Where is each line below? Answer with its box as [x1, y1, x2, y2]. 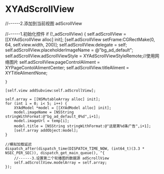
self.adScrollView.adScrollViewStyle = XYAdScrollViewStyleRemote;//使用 [5, 53, 155, 59]
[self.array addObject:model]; [14, 128, 79, 133]
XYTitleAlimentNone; [5, 70, 48, 76]
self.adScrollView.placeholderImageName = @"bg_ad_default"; [5, 47, 133, 53]
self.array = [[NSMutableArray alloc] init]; [5, 96, 100, 102]
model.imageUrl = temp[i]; [14, 118, 70, 123]
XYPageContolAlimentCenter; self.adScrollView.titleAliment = [5, 64, 129, 70]
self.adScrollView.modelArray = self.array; [14, 160, 107, 165]
